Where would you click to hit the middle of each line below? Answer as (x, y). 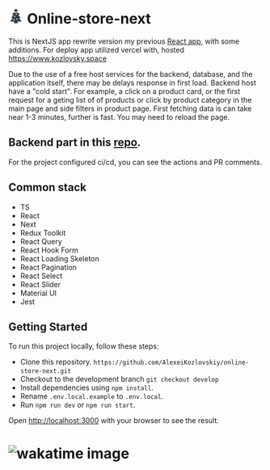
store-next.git (46, 371)
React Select (41, 276)
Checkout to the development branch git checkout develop (119, 379)
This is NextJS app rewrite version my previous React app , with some (124, 41)
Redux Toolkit (43, 233)
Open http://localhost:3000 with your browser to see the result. (114, 421)
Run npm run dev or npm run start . (78, 405)
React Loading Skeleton (59, 258)
